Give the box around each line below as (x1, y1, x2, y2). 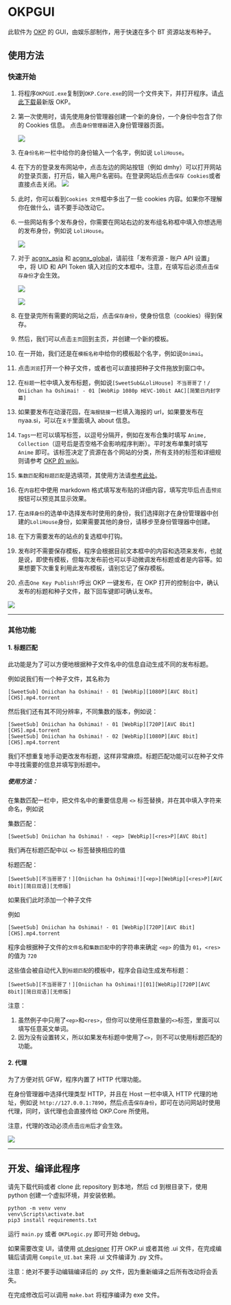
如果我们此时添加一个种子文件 (8, 896, 92, 904)
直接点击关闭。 (17, 180, 60, 188)
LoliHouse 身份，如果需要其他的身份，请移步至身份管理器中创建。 (29, 517, 215, 525)
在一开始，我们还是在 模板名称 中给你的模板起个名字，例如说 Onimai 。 (17, 349, 208, 357)
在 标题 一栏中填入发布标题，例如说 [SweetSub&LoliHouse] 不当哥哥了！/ (17, 378, 211, 387)
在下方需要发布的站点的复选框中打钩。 (17, 532, 126, 540)
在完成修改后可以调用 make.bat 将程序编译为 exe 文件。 (8, 1291, 164, 1299)
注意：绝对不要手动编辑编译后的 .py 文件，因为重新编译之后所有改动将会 (8, 1267, 212, 1275)
